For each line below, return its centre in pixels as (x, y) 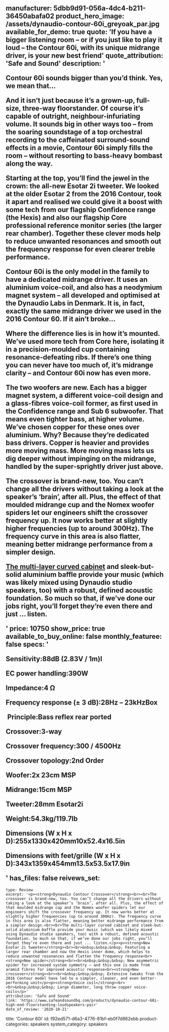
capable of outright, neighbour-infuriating (73, 116)
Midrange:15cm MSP (39, 790)
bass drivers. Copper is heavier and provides (78, 443)
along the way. (29, 164)
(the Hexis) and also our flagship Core (66, 218)
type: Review (19, 890)
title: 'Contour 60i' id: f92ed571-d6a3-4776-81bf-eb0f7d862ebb (72, 1018)
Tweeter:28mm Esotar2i (45, 804)
